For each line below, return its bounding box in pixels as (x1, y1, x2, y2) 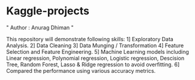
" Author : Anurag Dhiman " (6, 24, 74, 31)
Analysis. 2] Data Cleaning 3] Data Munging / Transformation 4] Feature (6, 42, 184, 49)
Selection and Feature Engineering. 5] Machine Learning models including (6, 48, 189, 55)
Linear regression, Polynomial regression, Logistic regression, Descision (6, 54, 185, 61)
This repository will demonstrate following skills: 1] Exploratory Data (6, 35, 174, 42)
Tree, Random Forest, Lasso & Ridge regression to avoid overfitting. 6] (6, 61, 180, 68)
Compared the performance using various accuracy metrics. (6, 67, 156, 74)
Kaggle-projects (6, 4, 90, 18)
